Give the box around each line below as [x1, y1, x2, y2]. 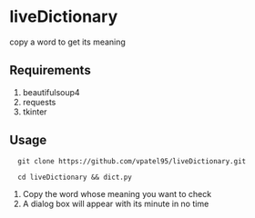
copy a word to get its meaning [9, 36, 126, 47]
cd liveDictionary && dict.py [17, 173, 132, 182]
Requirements [9, 63, 91, 78]
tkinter [22, 106, 47, 117]
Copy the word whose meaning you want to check [22, 188, 212, 199]
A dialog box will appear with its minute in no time [22, 198, 209, 209]
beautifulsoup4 [22, 86, 80, 97]
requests [22, 96, 56, 107]
